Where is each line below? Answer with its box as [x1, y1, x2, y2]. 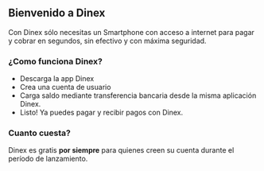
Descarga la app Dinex [19, 74, 95, 84]
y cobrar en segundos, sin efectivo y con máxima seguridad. [8, 36, 207, 45]
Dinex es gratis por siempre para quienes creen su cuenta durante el [8, 146, 235, 155]
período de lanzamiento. [8, 154, 88, 164]
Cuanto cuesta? [8, 127, 72, 138]
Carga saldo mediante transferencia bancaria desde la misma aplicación [19, 91, 257, 100]
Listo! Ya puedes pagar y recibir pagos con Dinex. [19, 107, 184, 118]
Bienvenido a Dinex [8, 6, 106, 20]
